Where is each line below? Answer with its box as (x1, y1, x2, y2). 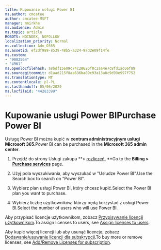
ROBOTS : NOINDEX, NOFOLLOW (5, 35, 60, 39)
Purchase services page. (12, 161, 64, 167)
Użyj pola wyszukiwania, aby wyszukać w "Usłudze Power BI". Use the (12, 171, 153, 176)
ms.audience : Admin (5, 25, 45, 30)
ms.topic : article (5, 30, 42, 35)
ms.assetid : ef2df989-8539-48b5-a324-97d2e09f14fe (5, 48, 110, 53)
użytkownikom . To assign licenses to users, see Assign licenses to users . (5, 220, 150, 226)
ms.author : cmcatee (5, 12, 45, 17)
